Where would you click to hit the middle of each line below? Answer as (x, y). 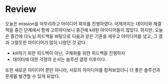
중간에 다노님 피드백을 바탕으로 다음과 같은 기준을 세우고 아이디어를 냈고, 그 (84, 36)
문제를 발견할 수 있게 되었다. (33, 76)
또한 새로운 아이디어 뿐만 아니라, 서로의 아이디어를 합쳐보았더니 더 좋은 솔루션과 (83, 70)
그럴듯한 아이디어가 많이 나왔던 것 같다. (48, 42)
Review (21, 9)
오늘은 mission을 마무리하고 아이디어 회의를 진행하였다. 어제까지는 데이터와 (79, 23)
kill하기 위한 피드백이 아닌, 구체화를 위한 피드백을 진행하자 (69, 53)
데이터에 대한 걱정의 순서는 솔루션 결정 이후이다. (59, 59)
